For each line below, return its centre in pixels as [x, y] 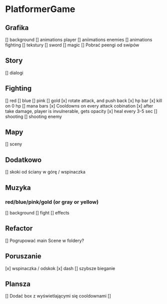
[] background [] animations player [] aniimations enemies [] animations [79, 39]
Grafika [17, 28]
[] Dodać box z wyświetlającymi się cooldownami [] [58, 296]
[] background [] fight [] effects [37, 212]
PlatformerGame [40, 9]
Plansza [18, 284]
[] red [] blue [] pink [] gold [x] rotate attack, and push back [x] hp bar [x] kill [84, 100]
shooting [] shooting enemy [34, 116]
